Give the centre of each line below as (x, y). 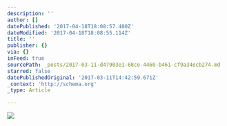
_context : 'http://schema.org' (52, 84)
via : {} (18, 52)
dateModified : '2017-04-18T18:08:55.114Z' (69, 33)
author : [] (23, 20)
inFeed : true (26, 59)
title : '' (21, 39)
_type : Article (29, 90)
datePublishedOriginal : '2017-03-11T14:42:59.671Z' (83, 77)
